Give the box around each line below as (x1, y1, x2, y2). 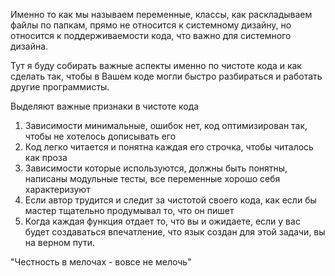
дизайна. (10, 40, 49, 52)
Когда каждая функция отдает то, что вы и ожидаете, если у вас (24, 215, 301, 227)
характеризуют (24, 184, 91, 195)
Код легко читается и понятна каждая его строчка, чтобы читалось (24, 141, 314, 153)
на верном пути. (24, 237, 95, 248)
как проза (24, 152, 68, 163)
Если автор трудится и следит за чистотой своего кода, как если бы (24, 194, 317, 206)
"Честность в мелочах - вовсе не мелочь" (10, 256, 192, 268)
